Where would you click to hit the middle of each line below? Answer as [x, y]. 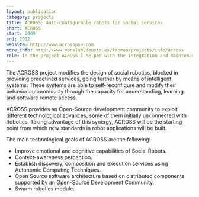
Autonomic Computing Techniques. [58, 170]
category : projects [30, 17]
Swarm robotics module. [45, 188]
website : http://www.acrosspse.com [50, 45]
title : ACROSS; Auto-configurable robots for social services [84, 22]
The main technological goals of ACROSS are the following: [78, 139]
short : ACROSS [24, 28]
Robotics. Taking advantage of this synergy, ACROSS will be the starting [94, 121]
